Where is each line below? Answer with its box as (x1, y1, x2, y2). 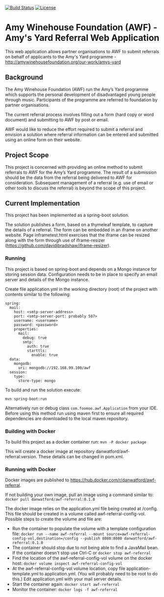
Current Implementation (5, 199, 80, 208)
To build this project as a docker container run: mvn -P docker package (5, 439, 147, 445)
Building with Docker (5, 428, 56, 435)
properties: (14, 327, 38, 331)
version (21, 453, 36, 459)
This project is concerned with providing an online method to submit (5, 164, 143, 170)
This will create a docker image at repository (5, 448, 95, 454)
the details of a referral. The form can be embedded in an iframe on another (5, 227, 158, 233)
